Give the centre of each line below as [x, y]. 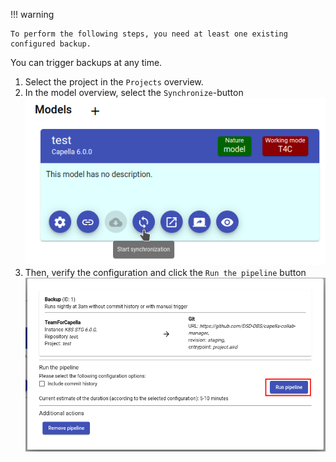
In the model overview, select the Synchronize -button [134, 92]
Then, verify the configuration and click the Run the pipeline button [165, 272]
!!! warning [32, 14]
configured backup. [51, 44]
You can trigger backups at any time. [86, 62]
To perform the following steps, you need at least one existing [149, 34]
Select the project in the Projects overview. [114, 82]
